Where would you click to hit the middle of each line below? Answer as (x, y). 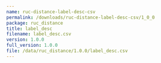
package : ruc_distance (35, 23)
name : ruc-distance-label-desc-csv (51, 12)
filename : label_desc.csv (39, 34)
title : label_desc (29, 28)
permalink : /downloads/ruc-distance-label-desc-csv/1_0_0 (80, 17)
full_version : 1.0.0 (32, 46)
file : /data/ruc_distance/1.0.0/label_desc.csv (67, 51)
